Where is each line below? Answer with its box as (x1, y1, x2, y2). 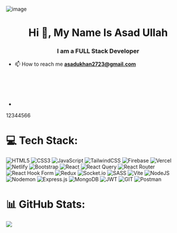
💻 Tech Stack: (6, 134, 78, 147)
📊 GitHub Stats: (6, 197, 86, 211)
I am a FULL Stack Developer (57, 47, 140, 55)
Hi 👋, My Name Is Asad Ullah (28, 26, 168, 39)
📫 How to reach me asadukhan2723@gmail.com (14, 60, 136, 67)
